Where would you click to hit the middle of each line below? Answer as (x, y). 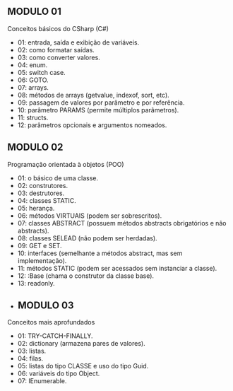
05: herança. (36, 208)
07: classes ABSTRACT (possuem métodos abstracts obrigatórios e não (122, 223)
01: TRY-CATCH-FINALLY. (55, 336)
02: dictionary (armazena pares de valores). (82, 344)
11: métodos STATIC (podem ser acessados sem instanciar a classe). (117, 268)
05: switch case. (41, 72)
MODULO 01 (34, 12)
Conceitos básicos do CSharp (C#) (58, 28)
